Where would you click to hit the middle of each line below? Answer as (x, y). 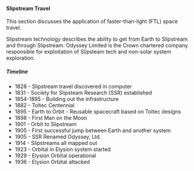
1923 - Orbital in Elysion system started (63, 149)
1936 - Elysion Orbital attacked (52, 162)
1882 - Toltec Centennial (45, 105)
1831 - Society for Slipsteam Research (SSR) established (83, 93)
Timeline (17, 72)
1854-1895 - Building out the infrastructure (67, 99)
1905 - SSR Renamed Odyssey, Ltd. (58, 137)
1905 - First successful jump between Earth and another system (93, 131)
